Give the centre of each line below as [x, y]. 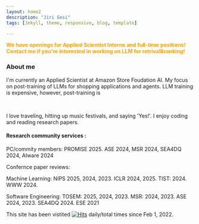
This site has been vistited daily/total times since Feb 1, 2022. [90, 214]
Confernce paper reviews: [38, 167]
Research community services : [46, 136]
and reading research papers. [43, 122]
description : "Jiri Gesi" [38, 17]
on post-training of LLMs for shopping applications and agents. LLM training [100, 86]
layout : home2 [24, 12]
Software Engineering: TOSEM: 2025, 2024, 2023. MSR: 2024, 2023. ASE [96, 196]
